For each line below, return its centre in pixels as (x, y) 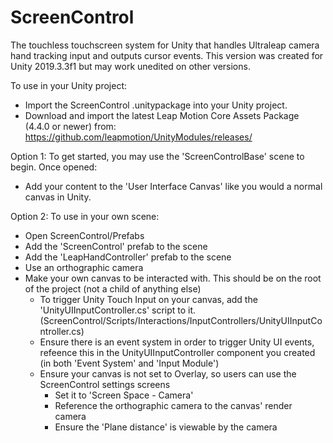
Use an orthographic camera (84, 267)
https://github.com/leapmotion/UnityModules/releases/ (138, 137)
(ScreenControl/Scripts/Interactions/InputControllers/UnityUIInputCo (181, 320)
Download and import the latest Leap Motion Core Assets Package (162, 115)
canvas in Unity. (58, 197)
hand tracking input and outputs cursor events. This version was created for (167, 55)
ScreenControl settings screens (105, 384)
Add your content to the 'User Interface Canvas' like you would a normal (173, 186)
